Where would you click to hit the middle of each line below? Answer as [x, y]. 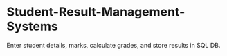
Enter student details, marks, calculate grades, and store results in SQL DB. [113, 45]
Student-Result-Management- [96, 12]
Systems [32, 26]
